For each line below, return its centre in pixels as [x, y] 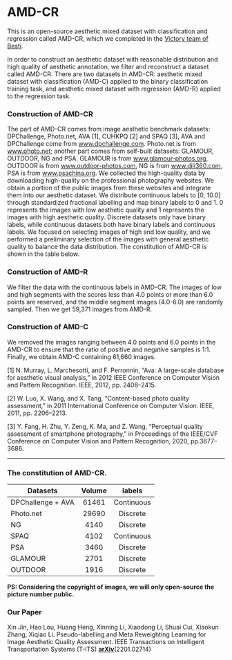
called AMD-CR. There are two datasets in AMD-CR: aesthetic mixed [105, 74]
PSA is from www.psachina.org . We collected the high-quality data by [106, 173]
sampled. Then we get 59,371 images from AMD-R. [80, 309]
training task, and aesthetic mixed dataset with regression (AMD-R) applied [114, 89]
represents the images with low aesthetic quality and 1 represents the [106, 210]
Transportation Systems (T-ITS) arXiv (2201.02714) [79, 649]
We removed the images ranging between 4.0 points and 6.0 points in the [112, 342]
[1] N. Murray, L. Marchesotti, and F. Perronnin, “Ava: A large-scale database [116, 370]
